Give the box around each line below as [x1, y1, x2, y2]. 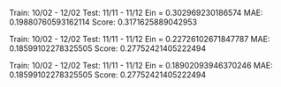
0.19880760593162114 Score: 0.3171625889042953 [9, 17, 197, 27]
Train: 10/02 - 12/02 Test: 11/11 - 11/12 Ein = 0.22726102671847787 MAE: [9, 34, 270, 44]
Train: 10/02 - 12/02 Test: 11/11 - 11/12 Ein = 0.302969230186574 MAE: [9, 8, 263, 18]
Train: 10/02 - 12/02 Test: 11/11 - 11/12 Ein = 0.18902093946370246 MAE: [9, 61, 274, 70]
